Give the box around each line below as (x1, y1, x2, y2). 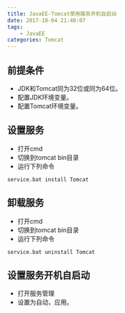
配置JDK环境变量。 (17, 93, 73, 101)
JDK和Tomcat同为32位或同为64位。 (17, 84, 122, 92)
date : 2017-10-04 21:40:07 (7, 17, 86, 24)
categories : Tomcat (7, 37, 64, 44)
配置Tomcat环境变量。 (17, 101, 82, 110)
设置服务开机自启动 (7, 269, 90, 281)
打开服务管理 (17, 289, 54, 298)
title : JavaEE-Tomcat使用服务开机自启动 (7, 10, 117, 18)
